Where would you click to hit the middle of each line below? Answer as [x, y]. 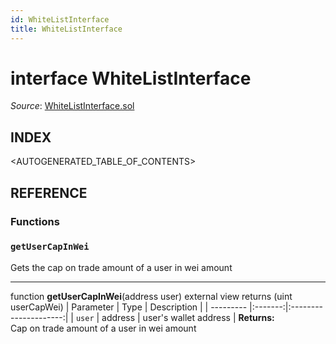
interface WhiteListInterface [131, 78]
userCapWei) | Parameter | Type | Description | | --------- [129, 307]
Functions [35, 221]
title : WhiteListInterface [66, 29]
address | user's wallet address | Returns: [188, 317]
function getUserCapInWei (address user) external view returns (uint [151, 296]
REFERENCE [49, 192]
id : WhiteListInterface [60, 19]
